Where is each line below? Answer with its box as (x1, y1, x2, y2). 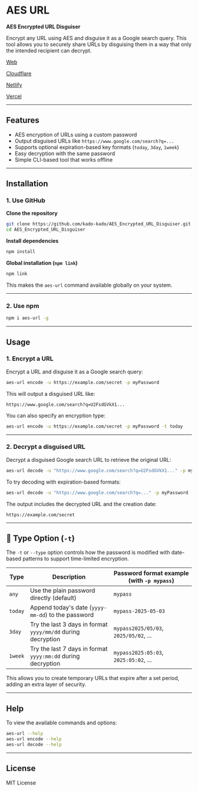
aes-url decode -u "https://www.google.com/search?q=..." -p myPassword (6, 490, 189, 495)
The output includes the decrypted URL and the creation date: (6, 500, 157, 507)
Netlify (6, 81, 22, 88)
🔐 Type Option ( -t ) (6, 533, 75, 543)
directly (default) (29, 594, 77, 602)
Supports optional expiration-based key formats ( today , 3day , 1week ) (14, 143, 179, 150)
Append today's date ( (29, 603, 92, 612)
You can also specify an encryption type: (6, 412, 106, 419)
